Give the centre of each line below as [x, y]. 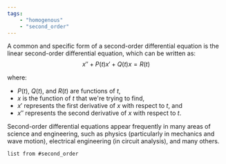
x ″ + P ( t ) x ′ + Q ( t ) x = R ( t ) [116, 64]
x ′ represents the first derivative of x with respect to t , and [100, 106]
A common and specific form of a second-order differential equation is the [113, 46]
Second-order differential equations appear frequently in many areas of [109, 127]
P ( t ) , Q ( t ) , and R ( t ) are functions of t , [69, 91]
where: [17, 78]
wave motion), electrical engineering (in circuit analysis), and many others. [113, 141]
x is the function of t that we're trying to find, [81, 98]
